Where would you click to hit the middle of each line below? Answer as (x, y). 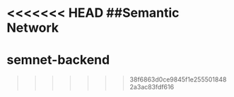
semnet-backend (58, 60)
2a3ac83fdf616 (152, 87)
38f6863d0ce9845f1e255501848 (178, 79)
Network (33, 28)
